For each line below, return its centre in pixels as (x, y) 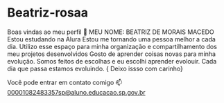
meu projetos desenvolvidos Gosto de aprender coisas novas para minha (112, 54)
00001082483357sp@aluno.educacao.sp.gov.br (76, 92)
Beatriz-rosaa (48, 13)
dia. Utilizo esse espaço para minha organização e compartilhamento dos (112, 46)
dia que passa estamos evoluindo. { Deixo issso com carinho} (95, 68)
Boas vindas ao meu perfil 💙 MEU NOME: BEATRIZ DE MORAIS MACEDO (111, 32)
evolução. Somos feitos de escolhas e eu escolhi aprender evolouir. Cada (112, 61)
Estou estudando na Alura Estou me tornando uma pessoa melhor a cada (112, 39)
